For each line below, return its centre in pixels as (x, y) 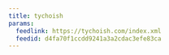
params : (22, 23)
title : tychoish (36, 16)
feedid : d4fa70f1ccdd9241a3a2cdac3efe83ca (89, 38)
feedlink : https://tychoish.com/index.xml (89, 31)
